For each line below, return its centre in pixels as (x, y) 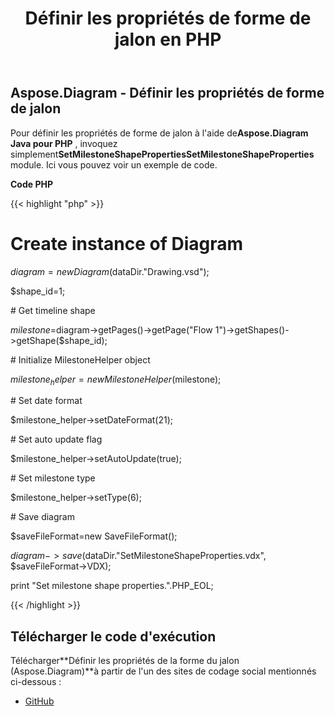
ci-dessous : (36, 682)
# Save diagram (42, 517)
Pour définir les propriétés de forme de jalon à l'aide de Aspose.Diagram (159, 133)
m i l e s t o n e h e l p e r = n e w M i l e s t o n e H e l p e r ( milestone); (116, 380)
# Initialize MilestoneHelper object (80, 359)
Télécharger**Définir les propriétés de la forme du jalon (125, 661)
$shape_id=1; (38, 291)
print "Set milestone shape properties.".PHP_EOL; (112, 586)
